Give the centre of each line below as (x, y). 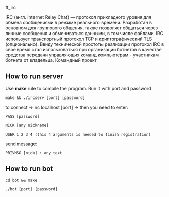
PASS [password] (22, 116)
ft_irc (11, 7)
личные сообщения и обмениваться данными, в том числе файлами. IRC (84, 33)
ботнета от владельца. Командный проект (51, 60)
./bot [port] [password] (31, 189)
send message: (21, 144)
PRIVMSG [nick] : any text (34, 153)
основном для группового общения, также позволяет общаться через (82, 28)
